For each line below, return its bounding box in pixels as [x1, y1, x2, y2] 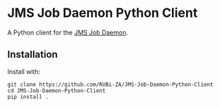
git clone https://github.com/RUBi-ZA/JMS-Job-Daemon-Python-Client [7, 81, 214, 88]
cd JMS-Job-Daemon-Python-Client [7, 87, 106, 94]
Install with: [7, 67, 41, 75]
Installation [7, 49, 58, 61]
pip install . [7, 93, 50, 100]
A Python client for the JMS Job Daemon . [7, 28, 129, 37]
